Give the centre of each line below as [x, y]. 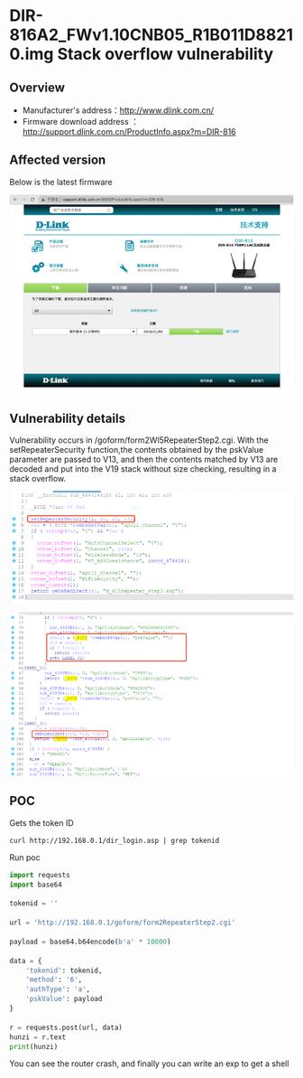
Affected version [58, 160]
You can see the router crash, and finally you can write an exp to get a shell [149, 1064]
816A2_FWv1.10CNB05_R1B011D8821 [151, 35]
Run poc [25, 857]
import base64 [36, 885]
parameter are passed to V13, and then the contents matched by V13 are [144, 459]
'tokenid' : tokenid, [64, 970]
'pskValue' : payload [64, 999]
